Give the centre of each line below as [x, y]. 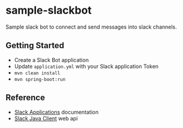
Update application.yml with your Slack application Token [86, 66]
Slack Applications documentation [57, 112]
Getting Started [35, 46]
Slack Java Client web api [46, 118]
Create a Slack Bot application [51, 60]
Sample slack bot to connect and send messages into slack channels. [91, 27]
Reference [25, 98]
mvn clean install [37, 73]
